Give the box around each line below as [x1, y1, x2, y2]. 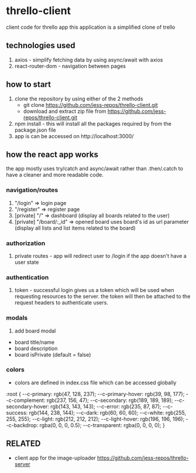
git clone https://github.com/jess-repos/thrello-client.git [23, 101, 158, 108]
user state [14, 259, 39, 266]
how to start [6, 79, 51, 89]
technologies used [6, 41, 75, 51]
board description [14, 345, 58, 352]
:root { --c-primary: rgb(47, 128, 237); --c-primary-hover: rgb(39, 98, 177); [6, 390, 185, 397]
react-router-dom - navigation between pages [14, 62, 126, 69]
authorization [6, 239, 46, 247]
